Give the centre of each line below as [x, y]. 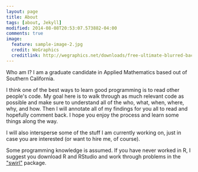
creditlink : [26, 55]
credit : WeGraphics [35, 50]
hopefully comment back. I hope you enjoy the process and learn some [93, 115]
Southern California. [30, 78]
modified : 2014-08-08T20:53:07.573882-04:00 [62, 28]
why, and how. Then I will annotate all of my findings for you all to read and [97, 108]
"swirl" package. [27, 163]
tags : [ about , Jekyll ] [34, 22]
